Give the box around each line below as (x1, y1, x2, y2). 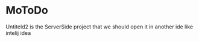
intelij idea (5, 29, 31, 36)
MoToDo (5, 4, 49, 17)
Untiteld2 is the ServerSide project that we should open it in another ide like (5, 23, 194, 30)
